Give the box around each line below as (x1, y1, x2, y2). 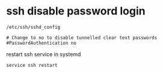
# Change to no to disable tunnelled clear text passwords (6, 34, 158, 40)
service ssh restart (6, 62, 58, 68)
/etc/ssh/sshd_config (6, 24, 61, 30)
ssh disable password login (6, 4, 146, 18)
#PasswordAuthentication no (6, 40, 77, 46)
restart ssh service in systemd (6, 50, 81, 58)
